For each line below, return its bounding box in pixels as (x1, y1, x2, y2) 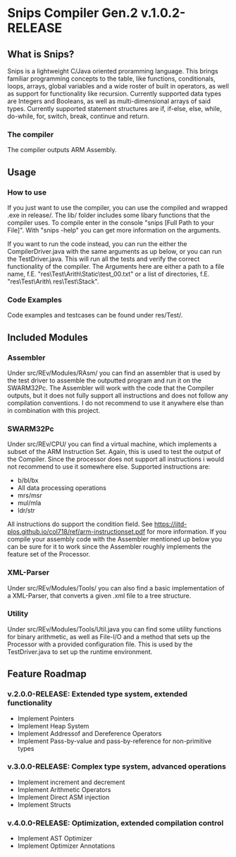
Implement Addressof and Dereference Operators (17, 729, 162, 738)
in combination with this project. (7, 406, 101, 414)
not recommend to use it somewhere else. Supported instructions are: (7, 462, 211, 471)
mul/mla (17, 499, 42, 507)
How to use (7, 187, 47, 197)
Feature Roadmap (7, 668, 87, 680)
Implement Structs (17, 800, 72, 809)
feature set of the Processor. (7, 550, 90, 559)
